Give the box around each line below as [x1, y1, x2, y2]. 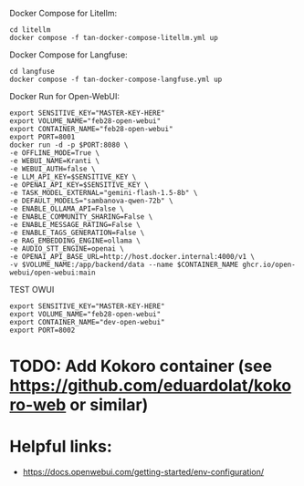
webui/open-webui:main [9, 268, 96, 277]
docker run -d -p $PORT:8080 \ [9, 140, 129, 150]
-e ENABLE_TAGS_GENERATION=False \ [9, 228, 145, 237]
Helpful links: [9, 437, 112, 457]
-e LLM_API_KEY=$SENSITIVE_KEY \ [9, 172, 137, 181]
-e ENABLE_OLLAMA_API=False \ [9, 204, 125, 213]
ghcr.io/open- [242, 260, 297, 269]
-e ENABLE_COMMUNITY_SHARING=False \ [9, 212, 153, 222]
